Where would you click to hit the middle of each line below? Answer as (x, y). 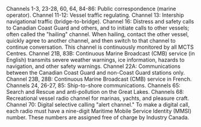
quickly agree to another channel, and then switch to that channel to (91, 41)
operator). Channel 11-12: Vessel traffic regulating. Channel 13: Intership (95, 15)
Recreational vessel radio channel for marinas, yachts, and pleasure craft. (98, 98)
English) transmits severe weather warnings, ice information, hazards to (96, 60)
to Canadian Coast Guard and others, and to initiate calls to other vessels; (98, 28)
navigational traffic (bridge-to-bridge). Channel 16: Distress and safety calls (100, 21)
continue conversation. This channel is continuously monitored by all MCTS (100, 47)
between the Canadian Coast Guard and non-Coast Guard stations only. (96, 73)
